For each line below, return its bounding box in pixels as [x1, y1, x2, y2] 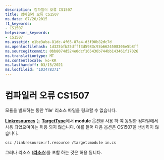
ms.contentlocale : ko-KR [5, 58, 56, 63]
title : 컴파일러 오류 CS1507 [5, 12, 59, 17]
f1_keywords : [5, 21, 32, 26]
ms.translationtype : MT [5, 53, 55, 58]
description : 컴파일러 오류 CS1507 [5, 7, 72, 12]
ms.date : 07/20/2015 [5, 16, 48, 21]
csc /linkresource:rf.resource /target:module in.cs [5, 140, 116, 145]
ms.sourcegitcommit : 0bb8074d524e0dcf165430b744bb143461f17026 [5, 49, 139, 53]
